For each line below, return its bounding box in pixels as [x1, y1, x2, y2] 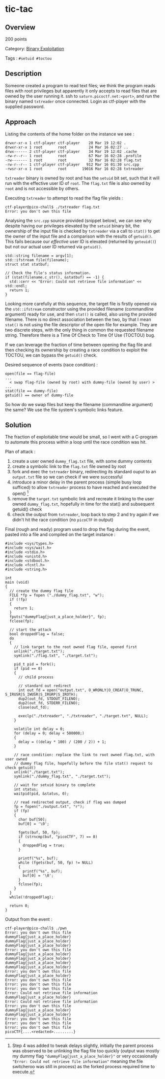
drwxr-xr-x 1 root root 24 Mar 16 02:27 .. [5, 144, 129, 150]
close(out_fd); [18, 705, 50, 710]
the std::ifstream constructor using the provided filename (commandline [5, 306, 154, 312]
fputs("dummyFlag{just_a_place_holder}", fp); [9, 615, 107, 620]
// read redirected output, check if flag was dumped [14, 800, 126, 805]
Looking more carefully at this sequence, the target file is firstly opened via [5, 301, 157, 307]
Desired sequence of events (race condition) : [5, 361, 98, 368]
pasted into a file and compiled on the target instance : [5, 531, 116, 538]
